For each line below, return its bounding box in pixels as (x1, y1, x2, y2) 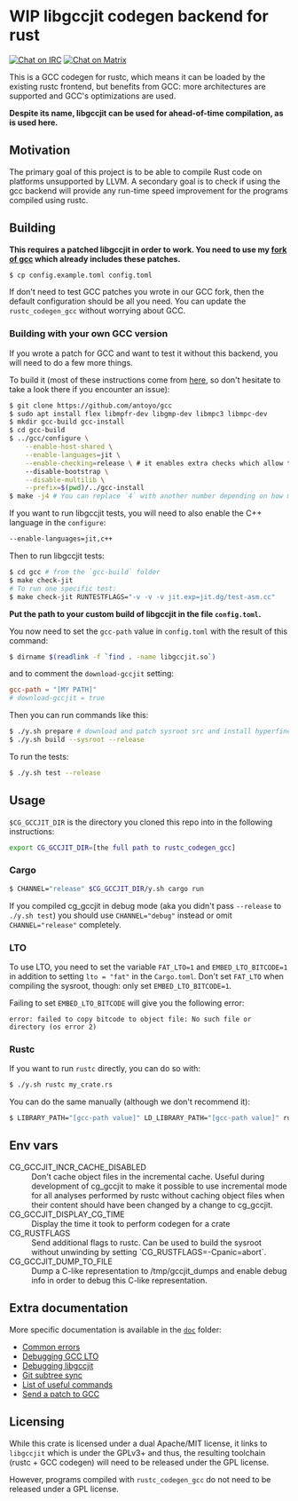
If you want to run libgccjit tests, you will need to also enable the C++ (9, 508, 263, 518)
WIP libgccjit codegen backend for (9, 6, 269, 27)
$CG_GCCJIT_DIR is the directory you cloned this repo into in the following (9, 817, 273, 827)
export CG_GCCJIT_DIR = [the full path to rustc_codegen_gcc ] (9, 843, 237, 852)
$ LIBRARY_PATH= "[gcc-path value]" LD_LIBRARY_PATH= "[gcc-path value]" (9, 1114, 279, 1123)
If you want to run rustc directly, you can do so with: (9, 1063, 201, 1074)
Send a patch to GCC (21, 1388, 100, 1399)
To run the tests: (9, 751, 69, 762)
